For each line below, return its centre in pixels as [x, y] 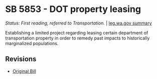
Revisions [21, 59]
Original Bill [24, 71]
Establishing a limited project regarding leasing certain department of [77, 32]
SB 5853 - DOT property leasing [73, 9]
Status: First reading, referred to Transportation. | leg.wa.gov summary [78, 23]
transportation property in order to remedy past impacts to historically [77, 38]
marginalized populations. [32, 43]
